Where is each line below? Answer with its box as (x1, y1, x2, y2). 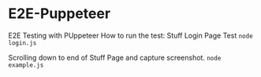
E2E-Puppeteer (8, 5, 111, 23)
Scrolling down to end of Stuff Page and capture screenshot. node (8, 53, 222, 62)
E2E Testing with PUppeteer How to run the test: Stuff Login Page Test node (8, 31, 254, 40)
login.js (8, 38, 37, 47)
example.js (8, 60, 44, 69)
